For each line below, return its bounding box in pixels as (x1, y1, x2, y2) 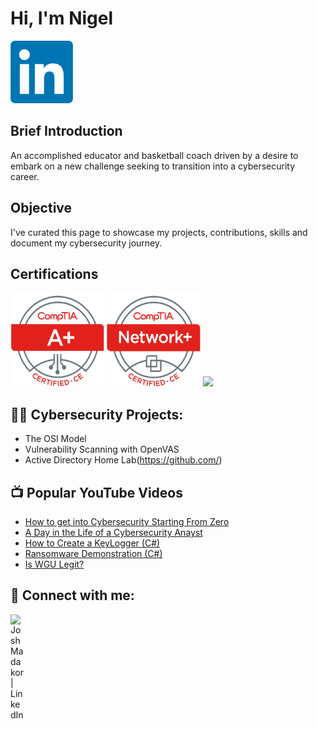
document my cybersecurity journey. (10, 237, 163, 249)
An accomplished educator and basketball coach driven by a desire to (10, 149, 299, 161)
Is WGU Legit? (24, 558, 85, 570)
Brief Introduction (10, 123, 123, 140)
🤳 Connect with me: (10, 587, 135, 604)
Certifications (10, 265, 99, 282)
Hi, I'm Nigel (10, 7, 114, 30)
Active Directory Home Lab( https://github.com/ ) (24, 454, 223, 466)
